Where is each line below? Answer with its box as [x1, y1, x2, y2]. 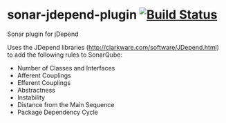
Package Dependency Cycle [17, 108, 99, 116]
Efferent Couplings [17, 78, 71, 86]
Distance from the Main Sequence [17, 100, 115, 108]
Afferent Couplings [17, 71, 71, 79]
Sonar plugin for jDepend [7, 30, 79, 38]
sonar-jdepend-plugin [7, 7, 137, 23]
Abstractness [17, 86, 55, 94]
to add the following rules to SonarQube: [7, 50, 123, 59]
